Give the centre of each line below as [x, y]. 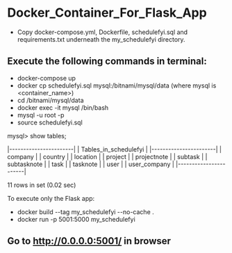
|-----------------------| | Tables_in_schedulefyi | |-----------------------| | [115, 149]
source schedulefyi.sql [50, 122]
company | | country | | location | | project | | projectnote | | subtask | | [107, 156]
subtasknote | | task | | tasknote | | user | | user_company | [91, 164]
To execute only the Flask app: [51, 198]
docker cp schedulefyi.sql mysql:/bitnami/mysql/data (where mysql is [117, 85]
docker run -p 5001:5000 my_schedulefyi [76, 219]
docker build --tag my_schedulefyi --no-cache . [85, 212]
